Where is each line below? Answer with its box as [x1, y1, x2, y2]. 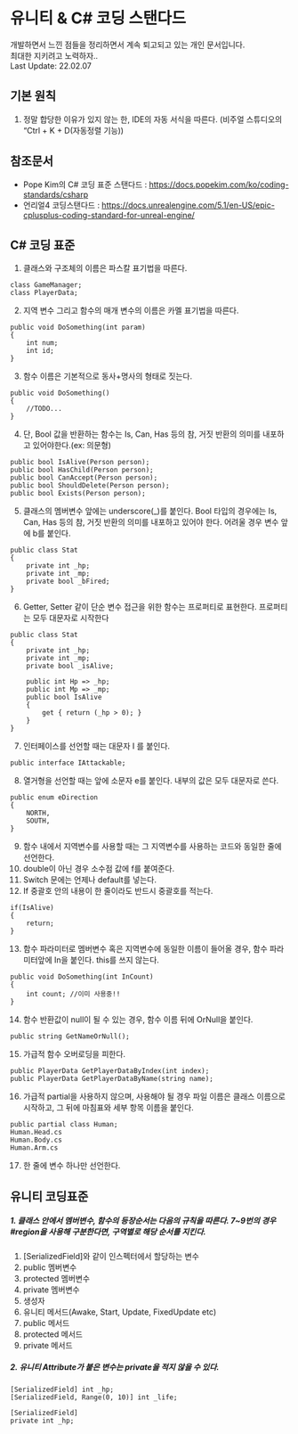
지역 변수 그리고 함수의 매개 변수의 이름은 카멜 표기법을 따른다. [22, 305, 239, 316]
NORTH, [26, 808, 51, 818]
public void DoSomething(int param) [10, 323, 146, 332]
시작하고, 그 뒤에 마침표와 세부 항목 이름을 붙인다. [22, 1102, 194, 1113]
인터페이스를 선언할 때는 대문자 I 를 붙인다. [22, 741, 171, 751]
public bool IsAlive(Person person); [10, 458, 150, 467]
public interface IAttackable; [10, 758, 126, 767]
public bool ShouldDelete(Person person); [10, 481, 170, 490]
